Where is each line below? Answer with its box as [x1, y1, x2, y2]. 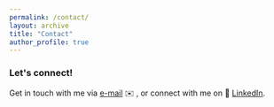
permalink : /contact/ [9, 12, 90, 22]
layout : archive [9, 21, 69, 30]
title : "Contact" [9, 29, 74, 38]
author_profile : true [9, 37, 90, 47]
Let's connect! [9, 67, 74, 80]
